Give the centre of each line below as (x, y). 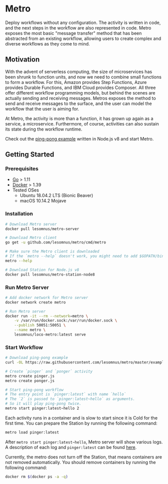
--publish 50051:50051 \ (40, 325)
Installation (19, 214)
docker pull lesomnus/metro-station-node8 (50, 274)
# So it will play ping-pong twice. (43, 404)
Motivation (22, 60)
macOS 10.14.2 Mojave (43, 201)
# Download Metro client (31, 238)
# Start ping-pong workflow (34, 390)
